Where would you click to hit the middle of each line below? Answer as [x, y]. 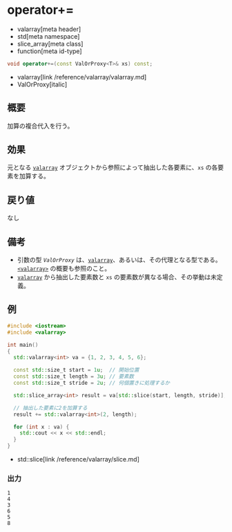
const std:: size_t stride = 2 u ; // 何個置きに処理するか [92, 383]
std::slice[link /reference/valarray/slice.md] [78, 459]
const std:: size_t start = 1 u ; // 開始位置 [76, 370]
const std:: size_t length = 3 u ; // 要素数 [74, 377]
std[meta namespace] [48, 36]
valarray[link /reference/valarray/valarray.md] [82, 77]
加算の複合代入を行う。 [40, 126]
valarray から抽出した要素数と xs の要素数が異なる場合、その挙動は [114, 277]
